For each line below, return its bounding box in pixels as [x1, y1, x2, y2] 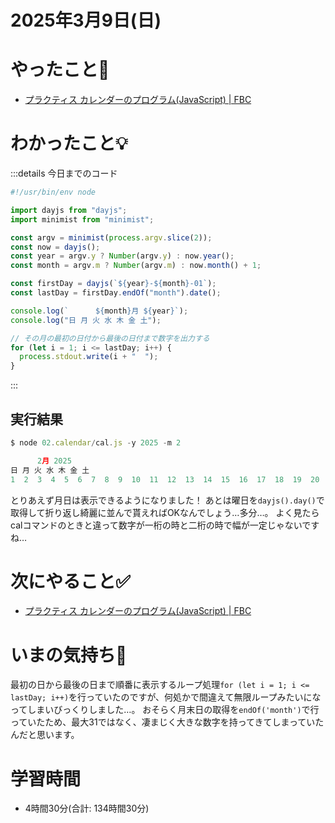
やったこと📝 [10, 59, 110, 81]
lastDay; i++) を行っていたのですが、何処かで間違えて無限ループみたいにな [10, 691, 322, 703]
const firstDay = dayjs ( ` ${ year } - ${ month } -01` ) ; [10, 279, 217, 289]
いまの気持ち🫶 [10, 644, 128, 666]
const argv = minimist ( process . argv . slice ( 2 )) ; [10, 232, 213, 243]
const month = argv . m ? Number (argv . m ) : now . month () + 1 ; [10, 261, 262, 271]
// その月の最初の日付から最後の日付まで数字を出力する [10, 333, 210, 343]
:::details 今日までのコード [10, 167, 118, 180]
